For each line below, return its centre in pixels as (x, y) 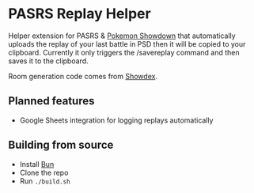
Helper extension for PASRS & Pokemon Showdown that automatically (122, 36)
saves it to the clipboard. (48, 61)
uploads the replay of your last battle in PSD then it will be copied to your (127, 44)
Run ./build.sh (45, 181)
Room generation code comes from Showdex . (83, 76)
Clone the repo (44, 172)
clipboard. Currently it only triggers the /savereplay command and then (124, 52)
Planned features (51, 101)
